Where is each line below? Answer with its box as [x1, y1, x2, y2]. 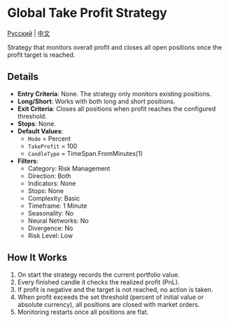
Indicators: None [27, 179, 76, 187]
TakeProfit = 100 [27, 142, 78, 150]
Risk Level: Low [27, 231, 74, 239]
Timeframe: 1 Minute [27, 202, 88, 210]
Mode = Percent [27, 134, 71, 143]
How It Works [7, 251, 68, 264]
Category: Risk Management [27, 164, 111, 173]
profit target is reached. [7, 51, 76, 59]
